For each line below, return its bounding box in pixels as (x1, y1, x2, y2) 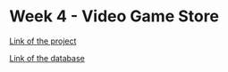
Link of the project (9, 36, 77, 46)
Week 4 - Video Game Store (9, 6, 219, 27)
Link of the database (9, 52, 85, 63)
